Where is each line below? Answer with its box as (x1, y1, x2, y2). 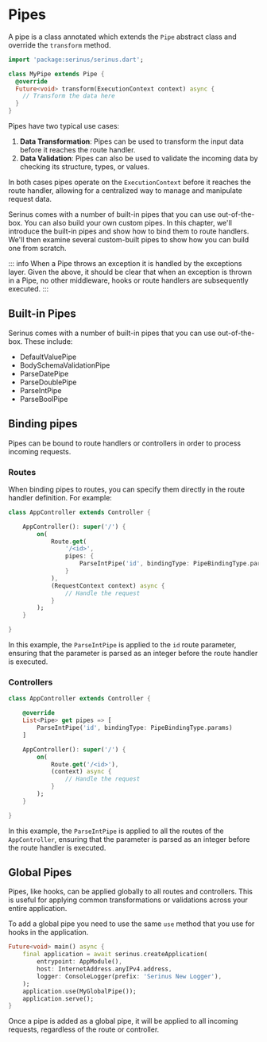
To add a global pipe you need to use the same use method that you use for (8, 919, 255, 928)
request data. (8, 195, 52, 204)
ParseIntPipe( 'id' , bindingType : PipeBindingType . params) (37, 724, 233, 732)
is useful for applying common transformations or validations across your (8, 895, 248, 905)
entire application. (8, 904, 68, 913)
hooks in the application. (8, 928, 89, 937)
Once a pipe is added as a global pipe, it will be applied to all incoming (8, 1017, 238, 1026)
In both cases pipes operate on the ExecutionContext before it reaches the (8, 177, 252, 187)
